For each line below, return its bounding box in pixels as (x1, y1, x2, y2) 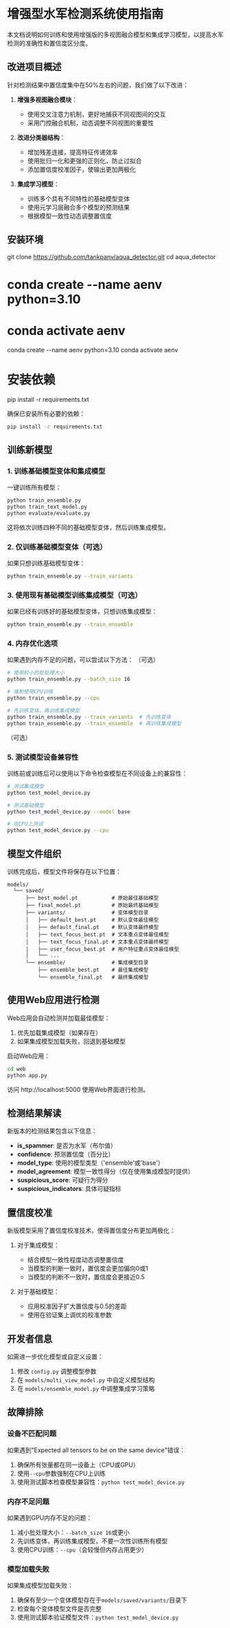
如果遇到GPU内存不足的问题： (7, 1514, 93, 1522)
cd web (7, 1066, 26, 1072)
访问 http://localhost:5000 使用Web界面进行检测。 (7, 1085, 150, 1093)
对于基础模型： (16, 1288, 60, 1296)
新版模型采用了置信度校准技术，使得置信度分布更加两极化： (7, 1226, 176, 1234)
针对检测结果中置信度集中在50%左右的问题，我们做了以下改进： (7, 81, 189, 89)
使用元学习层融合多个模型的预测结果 (27, 203, 130, 211)
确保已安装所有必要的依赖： (7, 409, 86, 418)
